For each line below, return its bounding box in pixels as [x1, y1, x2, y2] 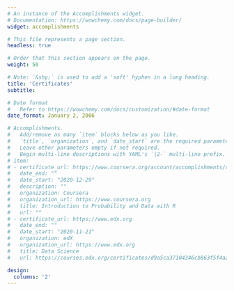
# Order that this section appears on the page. [7, 55, 151, 62]
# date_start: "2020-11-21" [7, 228, 95, 235]
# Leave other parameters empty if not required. [7, 144, 160, 151]
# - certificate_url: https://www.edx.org [7, 215, 132, 223]
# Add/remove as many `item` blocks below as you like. [7, 132, 179, 139]
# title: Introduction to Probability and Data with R [7, 203, 176, 210]
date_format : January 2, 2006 [7, 112, 95, 119]
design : [7, 267, 30, 274]
